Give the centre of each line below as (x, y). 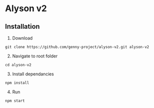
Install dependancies (33, 74)
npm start (15, 101)
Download (22, 38)
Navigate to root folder (35, 56)
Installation (22, 27)
